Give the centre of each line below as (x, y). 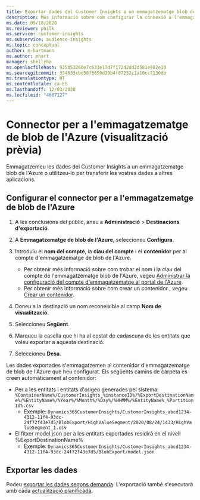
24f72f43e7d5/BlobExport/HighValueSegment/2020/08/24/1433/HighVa (108, 422)
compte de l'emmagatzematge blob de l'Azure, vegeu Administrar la (107, 275)
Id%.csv (24, 406)
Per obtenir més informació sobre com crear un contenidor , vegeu (106, 288)
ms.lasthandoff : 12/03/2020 (41, 90)
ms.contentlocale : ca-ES (37, 84)
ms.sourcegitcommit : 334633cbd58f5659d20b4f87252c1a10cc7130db (86, 73)
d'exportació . (32, 228)
